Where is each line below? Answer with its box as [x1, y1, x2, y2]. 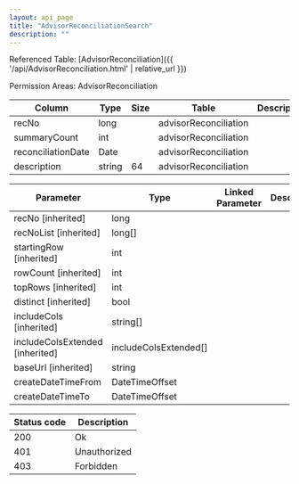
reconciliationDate [13, 146, 91, 159]
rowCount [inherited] [13, 267, 101, 279]
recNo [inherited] [13, 212, 86, 225]
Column [34, 102, 69, 114]
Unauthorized [74, 446, 132, 458]
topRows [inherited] [13, 282, 97, 294]
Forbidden [74, 460, 118, 472]
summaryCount [13, 131, 78, 144]
